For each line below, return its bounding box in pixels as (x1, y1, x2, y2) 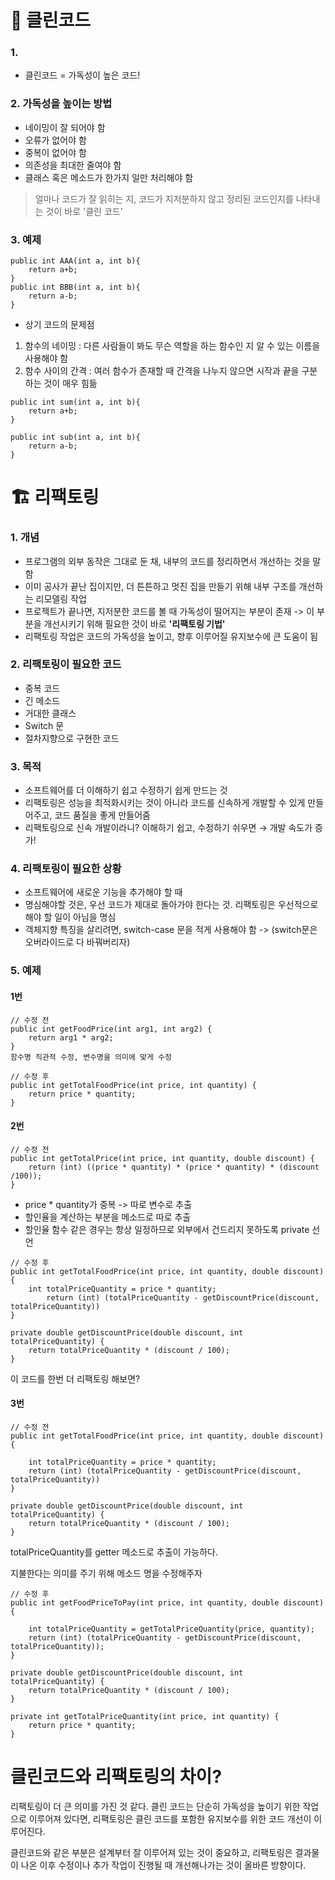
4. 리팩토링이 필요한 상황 (10, 862, 122, 876)
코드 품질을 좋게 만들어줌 (54, 809, 151, 821)
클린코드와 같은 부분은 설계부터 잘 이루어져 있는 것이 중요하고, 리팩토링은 (10, 1846, 293, 1858)
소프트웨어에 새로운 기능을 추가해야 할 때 (24, 886, 183, 898)
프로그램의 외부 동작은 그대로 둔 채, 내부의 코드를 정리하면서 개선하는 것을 (24, 555, 311, 567)
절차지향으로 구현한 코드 (24, 732, 120, 744)
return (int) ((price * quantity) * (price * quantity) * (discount (28, 1162, 320, 1172)
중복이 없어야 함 (24, 146, 87, 158)
